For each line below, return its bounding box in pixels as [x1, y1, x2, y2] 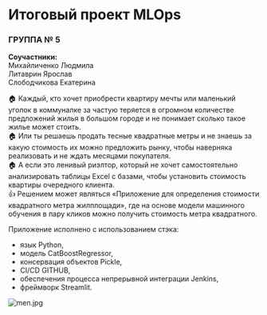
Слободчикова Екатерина [8, 78, 96, 87]
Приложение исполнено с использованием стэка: [8, 225, 179, 234]
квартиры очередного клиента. [8, 180, 116, 189]
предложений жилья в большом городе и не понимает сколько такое [8, 114, 245, 123]
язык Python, [19, 240, 64, 249]
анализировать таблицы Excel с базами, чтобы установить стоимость [8, 172, 246, 181]
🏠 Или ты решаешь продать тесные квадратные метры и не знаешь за [8, 131, 253, 141]
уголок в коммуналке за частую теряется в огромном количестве [8, 106, 235, 115]
